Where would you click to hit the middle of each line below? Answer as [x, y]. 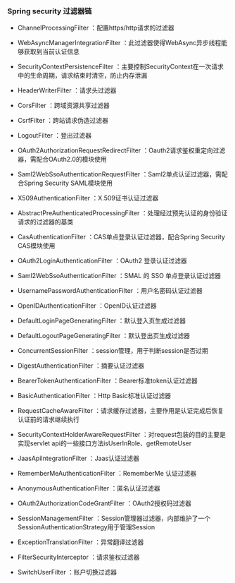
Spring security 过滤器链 [50, 11]
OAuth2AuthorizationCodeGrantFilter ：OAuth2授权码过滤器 [104, 503]
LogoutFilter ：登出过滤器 [55, 136]
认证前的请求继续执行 [48, 420]
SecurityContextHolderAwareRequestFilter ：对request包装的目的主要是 [122, 435]
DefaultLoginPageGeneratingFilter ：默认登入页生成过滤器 [102, 321]
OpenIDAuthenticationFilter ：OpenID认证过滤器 [87, 306]
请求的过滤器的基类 [45, 222]
